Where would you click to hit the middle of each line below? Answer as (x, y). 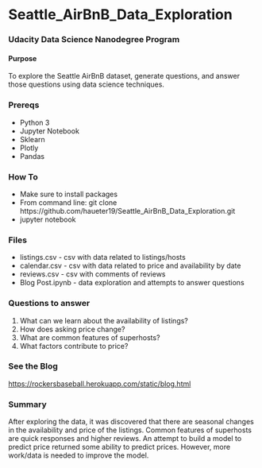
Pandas (32, 156)
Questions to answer (49, 304)
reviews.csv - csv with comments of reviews (92, 274)
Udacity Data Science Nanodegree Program (94, 40)
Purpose (23, 58)
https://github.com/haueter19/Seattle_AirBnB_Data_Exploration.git (127, 211)
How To (23, 176)
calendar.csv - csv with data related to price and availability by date (130, 266)
